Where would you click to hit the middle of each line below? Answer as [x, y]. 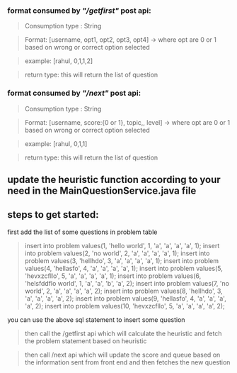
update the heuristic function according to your [114, 179]
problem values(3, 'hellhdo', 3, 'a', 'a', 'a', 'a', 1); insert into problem [122, 260]
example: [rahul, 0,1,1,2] [59, 61]
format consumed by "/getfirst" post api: [80, 11]
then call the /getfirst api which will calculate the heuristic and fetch [123, 333]
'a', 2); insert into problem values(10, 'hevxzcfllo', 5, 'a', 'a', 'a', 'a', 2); [125, 306]
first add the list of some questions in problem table [82, 232]
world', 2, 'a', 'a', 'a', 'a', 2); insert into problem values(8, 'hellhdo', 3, [123, 291]
